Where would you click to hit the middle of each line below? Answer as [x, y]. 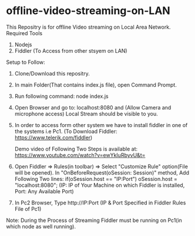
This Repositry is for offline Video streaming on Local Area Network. [89, 27]
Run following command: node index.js [61, 96]
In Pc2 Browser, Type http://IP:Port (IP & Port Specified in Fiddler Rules [100, 203]
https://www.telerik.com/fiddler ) [53, 137]
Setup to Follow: [26, 62]
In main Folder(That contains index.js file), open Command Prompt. [96, 85]
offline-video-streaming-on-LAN [88, 11]
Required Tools [24, 33]
